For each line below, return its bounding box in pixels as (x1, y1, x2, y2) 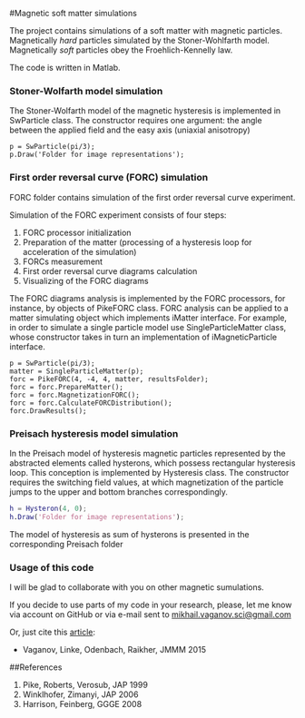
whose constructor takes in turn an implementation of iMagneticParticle (9, 331, 278, 342)
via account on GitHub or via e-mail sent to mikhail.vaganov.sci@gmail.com (9, 608, 292, 620)
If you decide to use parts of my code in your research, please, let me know (9, 599, 292, 610)
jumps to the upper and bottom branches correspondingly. (9, 486, 229, 497)
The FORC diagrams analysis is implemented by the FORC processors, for (9, 292, 286, 303)
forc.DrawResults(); (9, 406, 88, 416)
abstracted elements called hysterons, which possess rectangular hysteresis (9, 457, 296, 468)
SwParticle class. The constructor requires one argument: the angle (9, 115, 262, 126)
